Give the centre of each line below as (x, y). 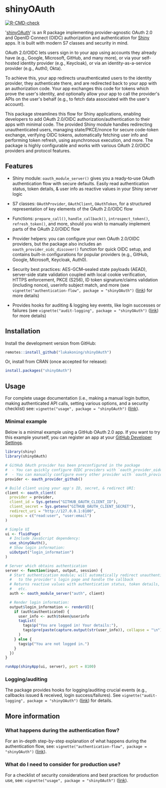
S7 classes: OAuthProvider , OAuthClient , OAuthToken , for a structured (82, 204)
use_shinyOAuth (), (29, 543)
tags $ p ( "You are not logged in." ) (54, 644)
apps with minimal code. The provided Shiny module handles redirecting (79, 124)
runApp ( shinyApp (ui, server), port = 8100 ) (51, 667)
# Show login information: (37, 548)
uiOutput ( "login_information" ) (42, 552)
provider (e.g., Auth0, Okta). (34, 68)
